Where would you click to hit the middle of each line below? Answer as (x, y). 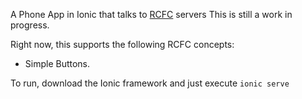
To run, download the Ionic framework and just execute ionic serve (150, 83)
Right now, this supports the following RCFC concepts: (122, 44)
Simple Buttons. (57, 63)
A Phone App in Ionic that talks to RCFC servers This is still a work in (151, 14)
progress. (30, 25)
